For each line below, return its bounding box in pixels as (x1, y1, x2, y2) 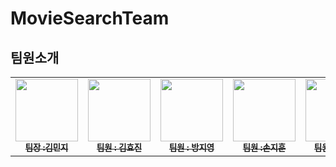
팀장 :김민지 (24, 142, 69, 153)
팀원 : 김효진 (96, 142, 143, 153)
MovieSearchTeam (10, 7, 170, 30)
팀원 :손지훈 (242, 142, 287, 153)
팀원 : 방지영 (168, 142, 215, 153)
